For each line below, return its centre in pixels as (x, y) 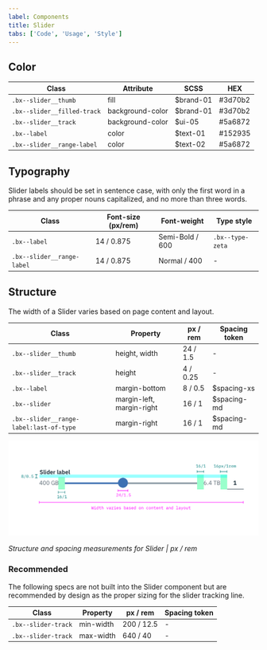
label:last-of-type (44, 428)
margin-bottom (140, 388)
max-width (98, 635)
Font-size (124, 217)
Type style (234, 221)
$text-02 (190, 144)
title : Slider (32, 25)
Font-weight (182, 221)
